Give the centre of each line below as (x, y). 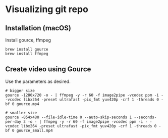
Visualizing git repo (47, 9)
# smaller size (21, 113)
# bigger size (20, 90)
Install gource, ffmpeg (28, 40)
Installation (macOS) (38, 28)
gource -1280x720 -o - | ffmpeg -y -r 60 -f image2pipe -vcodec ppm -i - (85, 95)
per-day (13, 122)
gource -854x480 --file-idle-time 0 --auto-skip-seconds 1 (69, 117)
